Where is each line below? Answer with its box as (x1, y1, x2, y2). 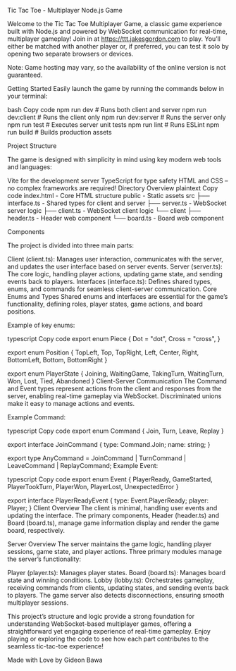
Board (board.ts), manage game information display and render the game (7, 519, 220, 527)
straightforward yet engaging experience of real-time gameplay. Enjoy (7, 627, 211, 635)
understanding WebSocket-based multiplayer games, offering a (7, 620, 192, 628)
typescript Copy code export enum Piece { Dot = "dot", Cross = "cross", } (7, 335, 221, 343)
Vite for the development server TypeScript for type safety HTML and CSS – (7, 176, 228, 185)
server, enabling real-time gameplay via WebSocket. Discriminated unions (7, 392, 222, 400)
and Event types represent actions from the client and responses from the (7, 384, 222, 393)
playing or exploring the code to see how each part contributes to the (7, 634, 209, 643)
